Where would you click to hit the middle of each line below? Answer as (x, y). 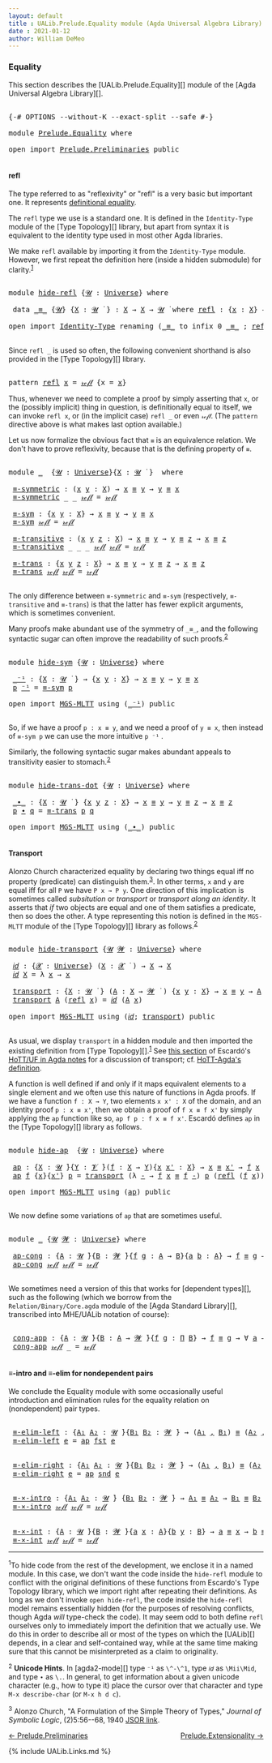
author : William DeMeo (47, 39)
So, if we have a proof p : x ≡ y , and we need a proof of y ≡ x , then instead (136, 727)
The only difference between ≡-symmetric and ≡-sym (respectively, (118, 596)
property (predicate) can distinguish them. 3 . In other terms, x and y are (126, 881)
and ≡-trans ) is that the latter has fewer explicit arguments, (145, 604)
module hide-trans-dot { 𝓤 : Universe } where (99, 785)
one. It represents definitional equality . (72, 202)
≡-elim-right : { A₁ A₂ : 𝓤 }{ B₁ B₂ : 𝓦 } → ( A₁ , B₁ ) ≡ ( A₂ (137, 1465)
